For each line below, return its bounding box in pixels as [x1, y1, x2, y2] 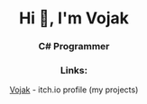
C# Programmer [38, 40, 110, 53]
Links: [60, 65, 87, 77]
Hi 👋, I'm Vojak [18, 8, 130, 29]
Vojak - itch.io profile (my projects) [9, 84, 139, 95]
